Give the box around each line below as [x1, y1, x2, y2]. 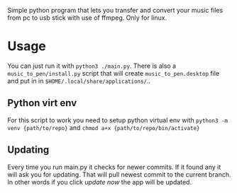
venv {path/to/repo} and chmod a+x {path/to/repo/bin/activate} [7, 123, 200, 131]
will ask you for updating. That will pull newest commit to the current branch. [7, 170, 231, 179]
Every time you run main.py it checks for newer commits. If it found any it [7, 163, 221, 171]
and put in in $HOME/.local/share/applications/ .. [7, 76, 151, 85]
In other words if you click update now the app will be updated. [7, 177, 192, 186]
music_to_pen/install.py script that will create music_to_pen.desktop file [7, 69, 220, 77]
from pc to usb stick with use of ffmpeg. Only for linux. [7, 13, 167, 22]
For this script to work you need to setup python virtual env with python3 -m [7, 116, 228, 124]
